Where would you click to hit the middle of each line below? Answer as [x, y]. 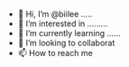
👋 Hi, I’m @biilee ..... [55, 14]
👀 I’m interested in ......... [63, 24]
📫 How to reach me [55, 53]
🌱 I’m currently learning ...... [69, 33]
